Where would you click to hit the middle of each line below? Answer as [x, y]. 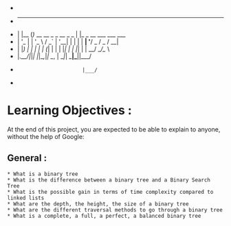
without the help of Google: [46, 136]
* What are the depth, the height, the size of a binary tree [98, 204]
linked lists [26, 198]
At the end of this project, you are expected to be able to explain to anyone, [114, 129]
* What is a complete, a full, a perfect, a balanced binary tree [104, 216]
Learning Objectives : [69, 111]
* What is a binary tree [43, 174]
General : [27, 158]
